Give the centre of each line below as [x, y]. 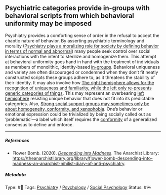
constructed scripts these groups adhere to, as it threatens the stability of [80, 77]
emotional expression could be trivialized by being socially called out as [78, 114]
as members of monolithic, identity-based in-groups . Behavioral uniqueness [83, 67]
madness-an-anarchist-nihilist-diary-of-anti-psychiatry [68, 163]
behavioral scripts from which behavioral [70, 16]
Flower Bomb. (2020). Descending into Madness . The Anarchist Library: [85, 153]
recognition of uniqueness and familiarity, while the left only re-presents [79, 88]
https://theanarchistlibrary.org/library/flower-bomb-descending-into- [83, 158]
